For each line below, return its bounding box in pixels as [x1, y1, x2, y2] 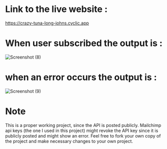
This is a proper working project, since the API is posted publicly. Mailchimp [5, 122, 161, 128]
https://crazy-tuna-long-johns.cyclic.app [5, 20, 89, 26]
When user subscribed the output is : [5, 37, 162, 49]
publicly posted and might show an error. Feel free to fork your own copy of [5, 132, 161, 138]
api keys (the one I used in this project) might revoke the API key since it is [5, 127, 158, 133]
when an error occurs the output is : [5, 71, 157, 83]
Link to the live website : [5, 3, 108, 15]
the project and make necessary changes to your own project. [5, 138, 133, 144]
